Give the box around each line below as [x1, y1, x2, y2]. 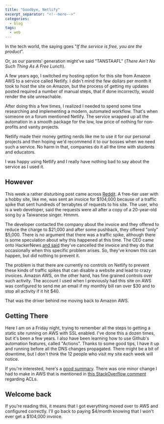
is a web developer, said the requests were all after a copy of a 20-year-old [5, 206, 157, 212]
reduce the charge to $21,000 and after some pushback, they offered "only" [5, 226, 159, 232]
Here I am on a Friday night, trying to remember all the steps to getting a [5, 324, 151, 331]
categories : [5, 16, 29, 21]
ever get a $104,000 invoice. [5, 414, 63, 420]
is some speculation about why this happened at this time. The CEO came [5, 237, 154, 243]
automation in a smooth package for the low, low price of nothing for [5, 119, 143, 125]
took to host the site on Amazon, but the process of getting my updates [5, 83, 149, 89]
